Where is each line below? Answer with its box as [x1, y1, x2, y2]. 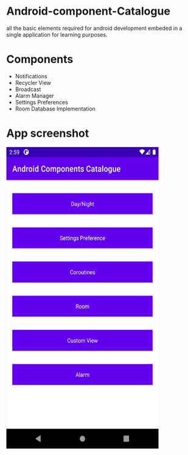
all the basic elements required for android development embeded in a [6, 24, 183, 32]
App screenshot [6, 126, 89, 140]
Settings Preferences [15, 98, 68, 106]
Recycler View [15, 79, 52, 86]
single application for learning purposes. [6, 31, 108, 38]
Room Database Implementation [15, 105, 96, 112]
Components [6, 53, 74, 67]
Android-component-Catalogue [6, 4, 170, 18]
